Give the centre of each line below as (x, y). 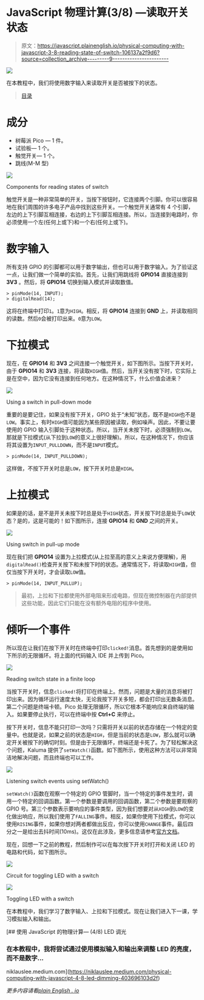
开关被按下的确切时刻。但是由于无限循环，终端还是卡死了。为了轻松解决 (102, 742)
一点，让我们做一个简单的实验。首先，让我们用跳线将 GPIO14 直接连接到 (97, 274)
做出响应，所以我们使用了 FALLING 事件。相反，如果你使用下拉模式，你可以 (104, 816)
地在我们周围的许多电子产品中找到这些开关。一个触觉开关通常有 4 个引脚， (100, 206)
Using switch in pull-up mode (43, 544)
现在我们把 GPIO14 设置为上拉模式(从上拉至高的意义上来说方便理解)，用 (96, 557)
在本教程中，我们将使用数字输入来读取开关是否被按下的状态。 (83, 83)
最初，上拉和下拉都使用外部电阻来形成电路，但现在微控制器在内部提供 (109, 595)
